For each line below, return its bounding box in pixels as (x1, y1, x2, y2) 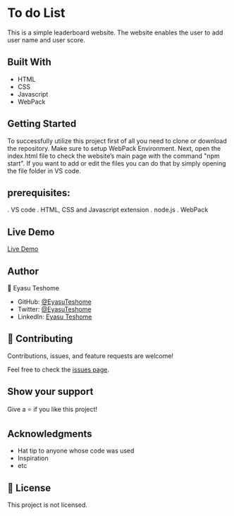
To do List (7, 5, 66, 21)
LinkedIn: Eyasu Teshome (17, 312, 92, 321)
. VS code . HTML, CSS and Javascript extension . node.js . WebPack (7, 206, 209, 214)
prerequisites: (7, 187, 70, 199)
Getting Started (7, 118, 77, 130)
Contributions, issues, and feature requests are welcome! (7, 351, 174, 360)
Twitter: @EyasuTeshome (17, 305, 92, 313)
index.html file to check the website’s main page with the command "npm (7, 152, 220, 160)
